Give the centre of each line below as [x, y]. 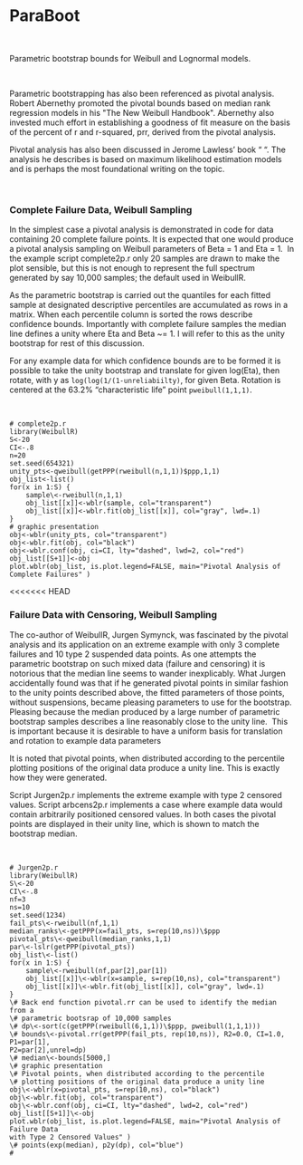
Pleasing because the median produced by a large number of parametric [145, 711]
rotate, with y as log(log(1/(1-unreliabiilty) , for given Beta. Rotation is [145, 380]
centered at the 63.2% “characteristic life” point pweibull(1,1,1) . [131, 390]
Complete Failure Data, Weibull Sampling [101, 209]
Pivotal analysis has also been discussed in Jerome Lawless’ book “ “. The [148, 149]
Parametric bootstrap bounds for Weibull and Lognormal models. [130, 58]
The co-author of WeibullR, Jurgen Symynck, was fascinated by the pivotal [149, 634]
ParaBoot [45, 16]
